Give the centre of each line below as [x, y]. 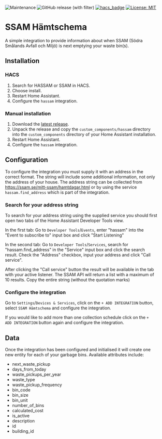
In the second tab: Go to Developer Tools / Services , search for [67, 245]
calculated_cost [28, 411]
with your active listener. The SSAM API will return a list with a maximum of [80, 275]
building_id [23, 431]
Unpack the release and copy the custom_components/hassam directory [81, 129]
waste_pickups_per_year [37, 374]
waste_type [23, 380]
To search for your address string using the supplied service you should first [81, 216]
